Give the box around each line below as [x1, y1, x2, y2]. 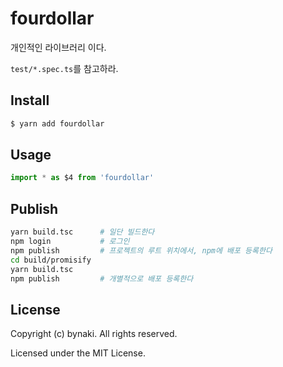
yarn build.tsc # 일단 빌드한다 [10, 227, 155, 237]
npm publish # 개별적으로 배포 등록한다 [10, 273, 194, 284]
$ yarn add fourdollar [10, 118, 105, 129]
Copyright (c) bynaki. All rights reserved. [10, 328, 178, 340]
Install [10, 92, 50, 109]
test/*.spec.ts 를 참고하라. [10, 62, 119, 74]
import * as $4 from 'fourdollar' [10, 173, 155, 183]
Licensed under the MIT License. [10, 347, 146, 359]
